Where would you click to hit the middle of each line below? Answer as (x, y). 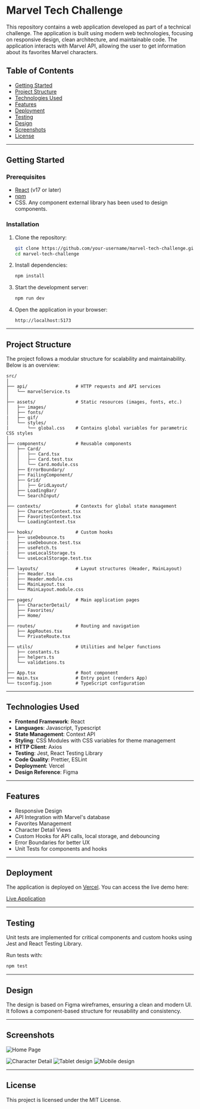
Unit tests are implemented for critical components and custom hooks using (99, 938)
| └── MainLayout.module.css (45, 590)
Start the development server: (51, 288)
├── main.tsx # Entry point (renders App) (77, 678)
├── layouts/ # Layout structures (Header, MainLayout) (94, 569)
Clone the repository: (41, 237)
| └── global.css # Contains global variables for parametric (97, 428)
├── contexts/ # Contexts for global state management (92, 507)
